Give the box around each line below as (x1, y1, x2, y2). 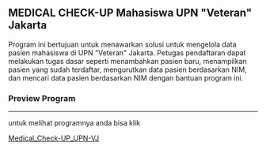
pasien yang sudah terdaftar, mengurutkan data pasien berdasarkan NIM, (8, 65, 247, 74)
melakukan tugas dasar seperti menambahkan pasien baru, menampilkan (8, 56, 247, 66)
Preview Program (8, 92, 76, 103)
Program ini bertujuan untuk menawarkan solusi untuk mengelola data (8, 39, 237, 49)
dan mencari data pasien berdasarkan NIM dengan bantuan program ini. (8, 73, 244, 82)
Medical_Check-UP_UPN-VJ (8, 133, 100, 143)
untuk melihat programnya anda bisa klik (8, 118, 141, 128)
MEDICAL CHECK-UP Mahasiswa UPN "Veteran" (8, 6, 252, 20)
